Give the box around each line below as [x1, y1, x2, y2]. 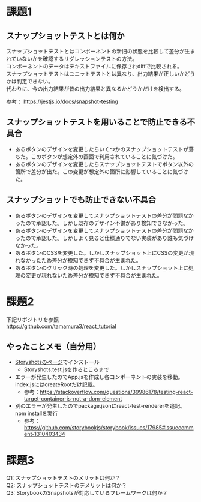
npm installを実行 [14, 410, 58, 417]
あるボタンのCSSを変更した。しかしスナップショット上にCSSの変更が [14, 249, 189, 256]
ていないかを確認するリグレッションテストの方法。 [11, 55, 138, 62]
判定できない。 [16, 78, 54, 85]
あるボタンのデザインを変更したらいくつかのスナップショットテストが [14, 145, 189, 152]
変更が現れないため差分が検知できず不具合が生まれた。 [25, 272, 163, 279]
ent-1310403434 [23, 431, 65, 438]
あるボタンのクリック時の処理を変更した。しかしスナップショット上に [14, 264, 189, 271]
